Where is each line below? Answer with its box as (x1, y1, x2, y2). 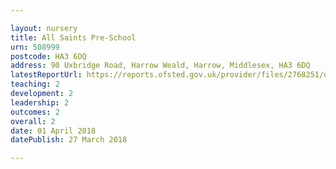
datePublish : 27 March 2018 (10, 135, 128, 145)
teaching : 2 (10, 79, 60, 90)
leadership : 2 (10, 97, 70, 108)
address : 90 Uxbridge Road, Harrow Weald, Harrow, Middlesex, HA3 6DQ (10, 61, 311, 71)
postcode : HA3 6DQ (10, 51, 87, 61)
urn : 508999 (10, 42, 60, 52)
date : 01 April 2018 (10, 126, 97, 136)
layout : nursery (10, 23, 78, 33)
